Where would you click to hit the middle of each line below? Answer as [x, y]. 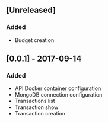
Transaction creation [40, 114]
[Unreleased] [31, 10]
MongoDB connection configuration [58, 95]
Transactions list [35, 101]
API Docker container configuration [58, 88]
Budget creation [34, 40]
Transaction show [36, 107]
